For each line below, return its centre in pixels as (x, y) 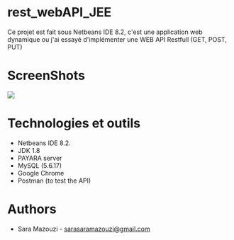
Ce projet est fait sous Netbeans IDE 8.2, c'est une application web (105, 32)
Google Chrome (41, 173)
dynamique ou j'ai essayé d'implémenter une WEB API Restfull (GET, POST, (117, 39)
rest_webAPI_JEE (60, 12)
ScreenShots (46, 76)
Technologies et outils (74, 124)
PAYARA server (40, 158)
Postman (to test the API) (54, 181)
